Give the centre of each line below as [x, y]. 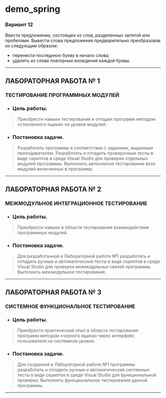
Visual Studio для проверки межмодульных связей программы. [84, 267]
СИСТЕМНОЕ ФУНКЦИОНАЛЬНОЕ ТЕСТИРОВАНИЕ [70, 306]
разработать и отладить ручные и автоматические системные [83, 370]
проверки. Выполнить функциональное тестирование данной [82, 380]
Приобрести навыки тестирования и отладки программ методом [86, 119]
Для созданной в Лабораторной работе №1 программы [76, 364]
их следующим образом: [32, 46]
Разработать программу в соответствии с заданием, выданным [85, 148]
